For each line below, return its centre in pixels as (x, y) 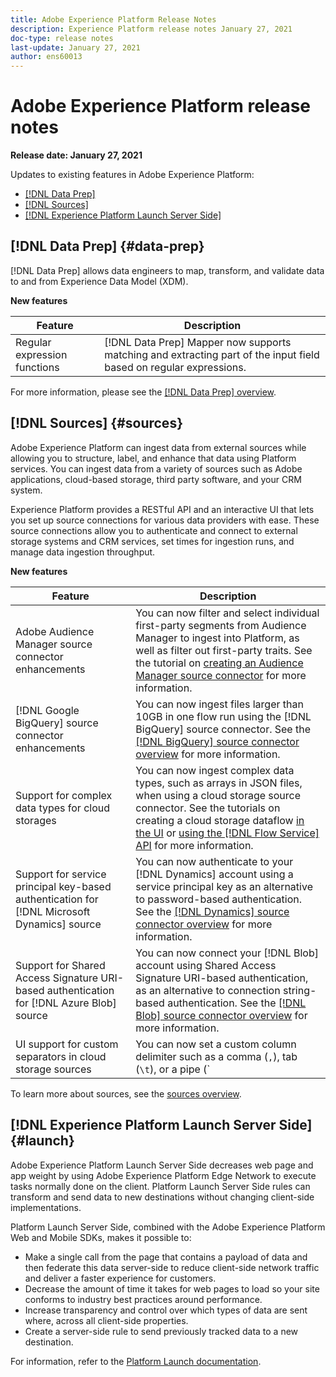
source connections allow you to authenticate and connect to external (154, 530)
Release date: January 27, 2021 (76, 155)
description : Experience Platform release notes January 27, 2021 (151, 29)
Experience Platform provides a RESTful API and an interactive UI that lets (162, 509)
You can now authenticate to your (214, 861)
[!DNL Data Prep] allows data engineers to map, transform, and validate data (167, 270)
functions (37, 367)
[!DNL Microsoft (53, 911)
